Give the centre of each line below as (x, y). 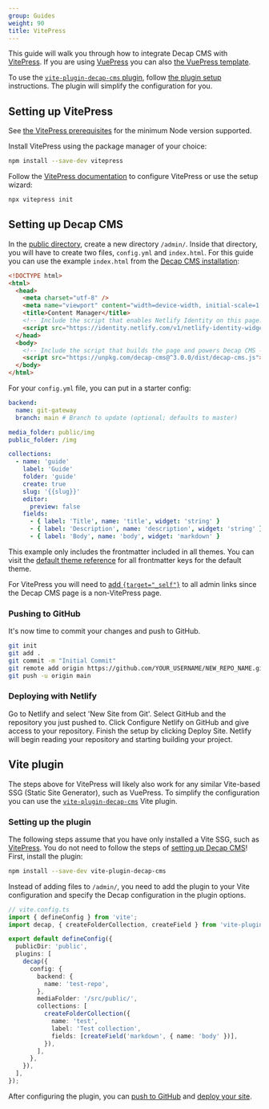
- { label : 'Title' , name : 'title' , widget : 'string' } (124, 522)
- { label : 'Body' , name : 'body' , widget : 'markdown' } (124, 536)
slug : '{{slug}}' (52, 491)
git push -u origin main (50, 675)
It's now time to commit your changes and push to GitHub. (104, 631)
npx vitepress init (41, 200)
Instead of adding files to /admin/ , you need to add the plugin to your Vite (129, 886)
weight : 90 (26, 23)
